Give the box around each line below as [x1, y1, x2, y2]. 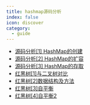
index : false [6, 14, 39, 20]
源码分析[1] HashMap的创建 [14, 48, 83, 55]
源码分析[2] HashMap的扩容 [14, 55, 84, 62]
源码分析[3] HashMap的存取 [14, 63, 84, 70]
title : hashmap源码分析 [6, 8, 61, 15]
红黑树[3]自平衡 [14, 85, 54, 92]
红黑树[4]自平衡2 [14, 93, 57, 100]
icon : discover [6, 20, 44, 26]
